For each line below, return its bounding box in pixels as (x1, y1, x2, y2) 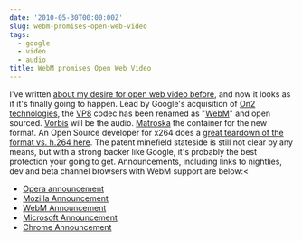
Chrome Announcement (22, 221, 112, 232)
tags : (9, 30, 30, 39)
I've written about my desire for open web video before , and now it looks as (9, 88, 291, 100)
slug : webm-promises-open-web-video (9, 22, 147, 31)
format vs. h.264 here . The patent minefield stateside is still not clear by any (9, 137, 294, 148)
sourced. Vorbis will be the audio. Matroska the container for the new (9, 117, 268, 128)
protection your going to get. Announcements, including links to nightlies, (9, 156, 283, 167)
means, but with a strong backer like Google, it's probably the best (9, 146, 258, 157)
